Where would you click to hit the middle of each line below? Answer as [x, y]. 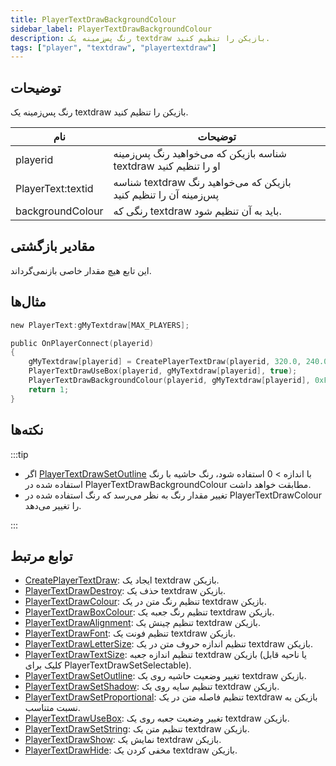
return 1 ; [49, 389]
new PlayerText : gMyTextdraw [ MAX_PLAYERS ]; [100, 325]
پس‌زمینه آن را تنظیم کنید [166, 195]
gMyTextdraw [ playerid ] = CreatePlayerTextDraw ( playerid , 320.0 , [165, 362]
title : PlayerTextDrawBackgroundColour [93, 19]
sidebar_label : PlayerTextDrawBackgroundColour [111, 29]
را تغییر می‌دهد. [53, 505]
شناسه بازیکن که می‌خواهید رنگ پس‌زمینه [200, 154]
